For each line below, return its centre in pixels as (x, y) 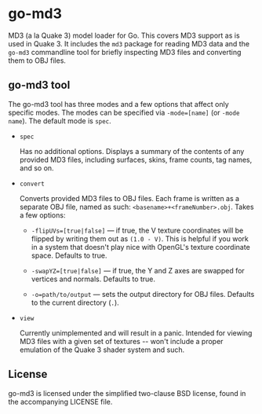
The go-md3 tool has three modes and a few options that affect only (118, 104)
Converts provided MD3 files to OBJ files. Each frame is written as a (129, 198)
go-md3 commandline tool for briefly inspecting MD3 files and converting (125, 52)
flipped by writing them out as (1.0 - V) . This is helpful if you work (140, 238)
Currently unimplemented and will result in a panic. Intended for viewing (136, 333)
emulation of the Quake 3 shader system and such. (102, 350)
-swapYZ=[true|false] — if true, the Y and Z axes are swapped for (138, 270)
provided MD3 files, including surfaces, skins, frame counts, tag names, (136, 159)
